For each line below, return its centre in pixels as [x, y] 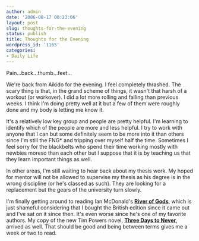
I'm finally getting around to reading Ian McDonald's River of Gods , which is [99, 201]
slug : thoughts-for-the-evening [46, 28]
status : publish [26, 34]
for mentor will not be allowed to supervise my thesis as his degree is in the [98, 177]
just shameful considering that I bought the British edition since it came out [98, 207]
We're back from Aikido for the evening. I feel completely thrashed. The [94, 84]
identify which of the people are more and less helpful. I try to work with [94, 127]
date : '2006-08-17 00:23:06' [42, 17]
